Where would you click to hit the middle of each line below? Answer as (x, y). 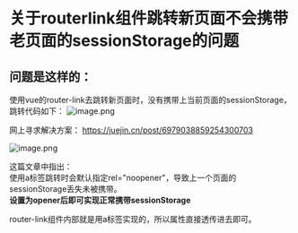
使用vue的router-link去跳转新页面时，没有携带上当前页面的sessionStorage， (150, 100)
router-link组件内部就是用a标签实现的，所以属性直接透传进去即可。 (133, 219)
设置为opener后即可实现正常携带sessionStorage (100, 200)
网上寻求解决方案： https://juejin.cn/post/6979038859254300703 (131, 130)
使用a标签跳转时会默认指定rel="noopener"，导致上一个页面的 (123, 177)
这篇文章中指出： (41, 166)
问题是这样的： (51, 77)
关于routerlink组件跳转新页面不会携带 (149, 18)
